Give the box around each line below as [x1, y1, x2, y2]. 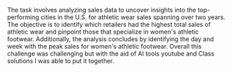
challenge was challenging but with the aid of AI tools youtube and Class [7, 49, 215, 58]
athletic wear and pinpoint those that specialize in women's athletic [7, 27, 199, 36]
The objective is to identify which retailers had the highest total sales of [7, 21, 211, 28]
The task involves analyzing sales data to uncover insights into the [7, 6, 197, 14]
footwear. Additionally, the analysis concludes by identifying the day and [7, 35, 215, 43]
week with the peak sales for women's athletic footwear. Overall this [7, 43, 202, 50]
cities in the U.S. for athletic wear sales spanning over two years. [40, 13, 226, 21]
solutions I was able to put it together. [7, 57, 114, 64]
